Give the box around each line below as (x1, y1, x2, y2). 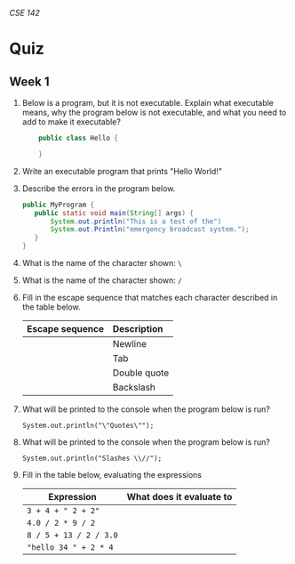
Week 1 (9, 74, 50, 89)
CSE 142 (9, 8, 40, 18)
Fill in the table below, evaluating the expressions (21, 470, 203, 479)
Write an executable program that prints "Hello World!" (21, 165, 222, 176)
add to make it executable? (21, 117, 122, 127)
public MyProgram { (21, 200, 95, 209)
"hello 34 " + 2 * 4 (26, 543, 114, 552)
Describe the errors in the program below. (21, 182, 176, 194)
